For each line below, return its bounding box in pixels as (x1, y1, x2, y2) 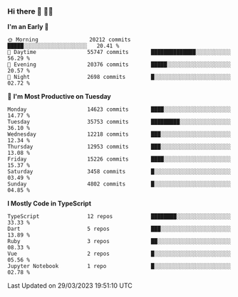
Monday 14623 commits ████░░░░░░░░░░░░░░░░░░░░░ (7, 106, 232, 113)
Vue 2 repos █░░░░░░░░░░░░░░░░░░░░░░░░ (7, 250, 232, 258)
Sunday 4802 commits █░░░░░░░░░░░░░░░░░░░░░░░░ (7, 180, 232, 188)
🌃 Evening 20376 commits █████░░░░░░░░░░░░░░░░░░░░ (7, 61, 232, 68)
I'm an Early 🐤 (7, 23, 49, 31)
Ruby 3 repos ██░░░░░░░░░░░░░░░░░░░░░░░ (7, 238, 232, 245)
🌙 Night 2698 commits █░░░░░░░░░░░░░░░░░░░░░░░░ (7, 74, 232, 81)
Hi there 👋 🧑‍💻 (7, 6, 53, 16)
